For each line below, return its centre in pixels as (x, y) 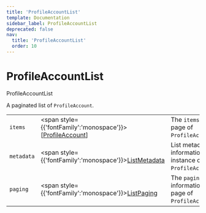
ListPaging (142, 193)
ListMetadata (146, 160)
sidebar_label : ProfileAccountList (52, 23)
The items (185, 119)
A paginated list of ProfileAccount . (50, 105)
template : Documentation (38, 18)
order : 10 (24, 47)
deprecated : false (30, 29)
